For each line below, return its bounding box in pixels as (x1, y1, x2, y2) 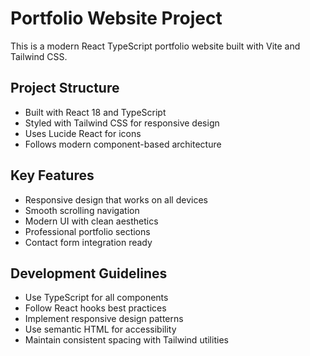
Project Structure (10, 80, 120, 97)
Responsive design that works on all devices (24, 193, 208, 206)
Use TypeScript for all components (24, 292, 169, 304)
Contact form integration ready (24, 236, 153, 248)
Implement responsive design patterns (24, 313, 184, 325)
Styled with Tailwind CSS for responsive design (24, 117, 220, 129)
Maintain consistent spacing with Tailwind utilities (24, 334, 229, 346)
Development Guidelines (10, 265, 168, 282)
